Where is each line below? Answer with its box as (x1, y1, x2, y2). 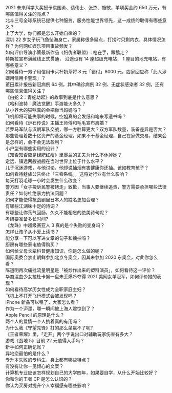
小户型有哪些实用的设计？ (5, 146, 59, 151)
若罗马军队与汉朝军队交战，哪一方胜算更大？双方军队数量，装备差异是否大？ (5, 126, 167, 132)
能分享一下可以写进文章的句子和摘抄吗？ (5, 235, 91, 241)
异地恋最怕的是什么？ (5, 350, 50, 356)
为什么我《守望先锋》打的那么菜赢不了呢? (5, 325, 93, 330)
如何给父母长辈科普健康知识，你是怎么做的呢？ (5, 248, 104, 254)
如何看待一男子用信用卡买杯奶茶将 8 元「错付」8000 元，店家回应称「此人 (5, 69, 162, 74)
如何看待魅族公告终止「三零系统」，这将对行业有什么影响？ (5, 171, 129, 177)
